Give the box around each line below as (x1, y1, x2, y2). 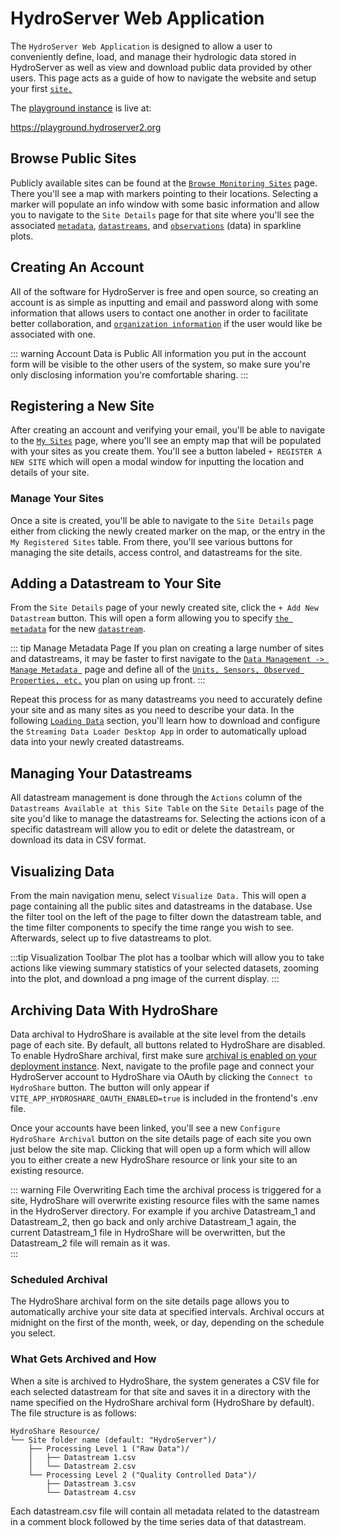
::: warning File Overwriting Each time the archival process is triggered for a (10, 1183, 322, 1196)
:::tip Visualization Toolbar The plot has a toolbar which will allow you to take (10, 952, 325, 964)
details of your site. (10, 467, 90, 479)
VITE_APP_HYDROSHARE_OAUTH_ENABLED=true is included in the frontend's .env (10, 1092, 318, 1104)
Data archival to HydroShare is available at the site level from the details (10, 1028, 307, 1040)
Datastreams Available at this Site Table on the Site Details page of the (10, 802, 325, 814)
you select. (10, 1327, 56, 1339)
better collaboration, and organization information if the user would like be (10, 317, 323, 329)
